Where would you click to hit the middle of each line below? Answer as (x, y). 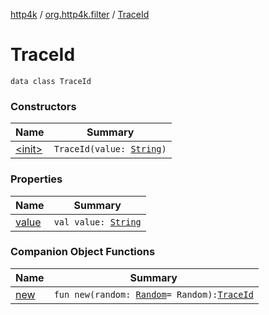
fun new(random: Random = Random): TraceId (153, 294)
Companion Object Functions (83, 252)
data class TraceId (51, 81)
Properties (36, 179)
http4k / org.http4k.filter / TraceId (80, 14)
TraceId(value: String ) (110, 149)
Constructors (43, 106)
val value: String (97, 222)
